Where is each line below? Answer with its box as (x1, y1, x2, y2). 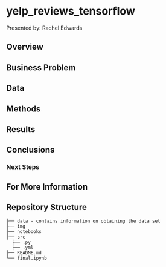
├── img (6, 223, 26, 229)
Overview (6, 42, 44, 52)
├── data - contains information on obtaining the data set (6, 218, 161, 225)
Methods (6, 104, 41, 114)
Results (6, 124, 36, 134)
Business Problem (6, 62, 76, 73)
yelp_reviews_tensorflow (6, 4, 136, 18)
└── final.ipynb (6, 255, 47, 262)
